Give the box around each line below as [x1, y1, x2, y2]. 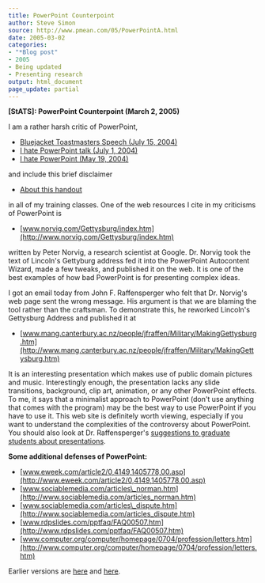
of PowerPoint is [8, 209, 62, 218]
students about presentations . [8, 437, 106, 446]
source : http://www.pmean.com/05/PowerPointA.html [8, 26, 179, 34]
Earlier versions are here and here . [8, 566, 121, 576]
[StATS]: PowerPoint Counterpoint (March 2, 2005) [8, 107, 180, 116]
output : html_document [8, 78, 83, 85]
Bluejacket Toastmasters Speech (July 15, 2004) [19, 138, 178, 147]
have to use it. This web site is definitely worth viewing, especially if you [8, 411, 244, 421]
